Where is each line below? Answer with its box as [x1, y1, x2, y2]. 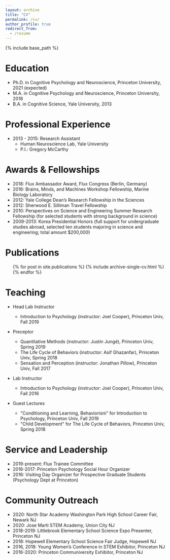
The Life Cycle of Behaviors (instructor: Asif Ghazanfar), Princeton [20, 349, 159, 355]
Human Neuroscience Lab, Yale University [20, 140, 109, 147]
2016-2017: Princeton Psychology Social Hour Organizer [12, 466, 130, 472]
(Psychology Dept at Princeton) [12, 477, 79, 483]
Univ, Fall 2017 [20, 365, 51, 371]
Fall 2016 [20, 390, 39, 396]
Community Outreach [5, 495, 98, 506]
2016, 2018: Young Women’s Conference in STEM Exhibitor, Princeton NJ [12, 543, 165, 550]
